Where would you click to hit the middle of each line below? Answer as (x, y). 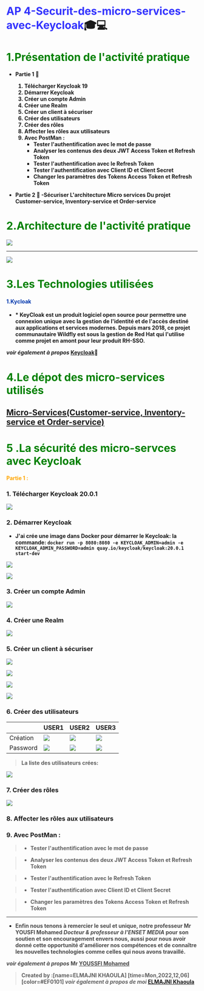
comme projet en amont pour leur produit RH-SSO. (80, 341)
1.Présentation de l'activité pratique (98, 58)
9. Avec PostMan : (33, 834)
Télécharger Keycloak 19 (56, 86)
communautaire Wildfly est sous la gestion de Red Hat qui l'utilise (100, 334)
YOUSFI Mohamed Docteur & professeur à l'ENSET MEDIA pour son (102, 933)
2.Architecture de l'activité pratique (99, 226)
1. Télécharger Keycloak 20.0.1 (52, 493)
